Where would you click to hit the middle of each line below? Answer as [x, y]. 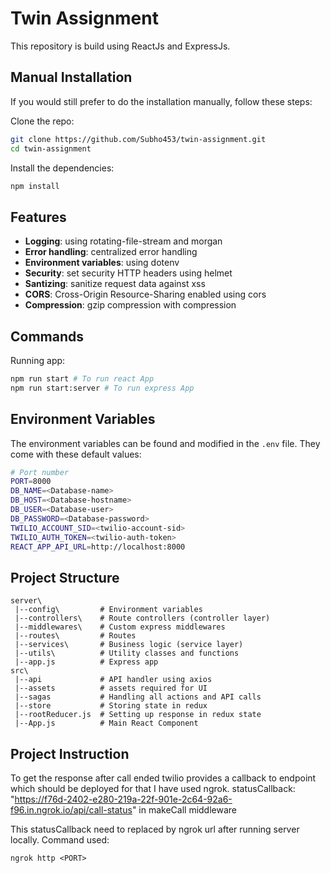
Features [38, 217]
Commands [47, 336]
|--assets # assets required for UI [111, 688]
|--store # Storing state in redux [111, 706]
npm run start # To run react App [82, 379]
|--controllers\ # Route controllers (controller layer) [142, 618]
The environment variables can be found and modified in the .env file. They [165, 443]
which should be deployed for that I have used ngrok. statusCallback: [153, 789]
